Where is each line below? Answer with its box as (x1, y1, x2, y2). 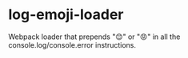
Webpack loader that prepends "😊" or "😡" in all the (8, 32, 181, 41)
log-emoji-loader (8, 6, 124, 24)
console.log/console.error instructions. (8, 40, 137, 49)
